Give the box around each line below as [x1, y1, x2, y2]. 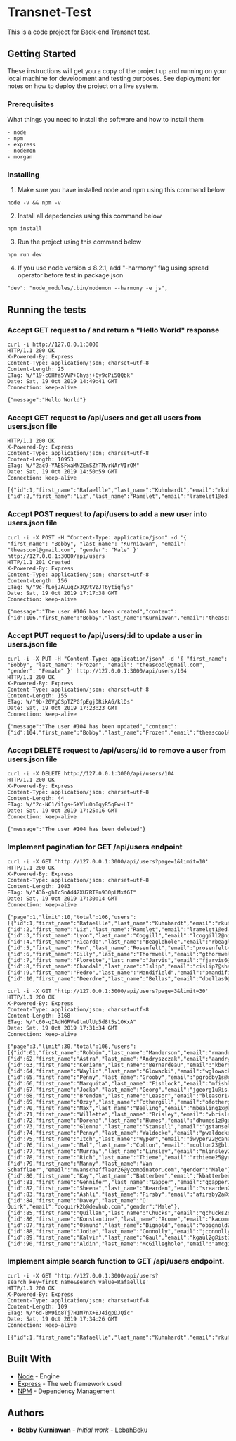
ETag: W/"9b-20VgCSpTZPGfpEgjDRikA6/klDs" [7, 698, 133, 705]
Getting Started [7, 48, 77, 60]
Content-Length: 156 [7, 577, 68, 585]
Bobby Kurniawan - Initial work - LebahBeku [17, 1426, 148, 1434]
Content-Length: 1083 [7, 882, 71, 890]
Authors [7, 1407, 44, 1419]
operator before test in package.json [17, 271, 124, 280]
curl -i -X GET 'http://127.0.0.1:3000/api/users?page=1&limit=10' [7, 858, 209, 865]
